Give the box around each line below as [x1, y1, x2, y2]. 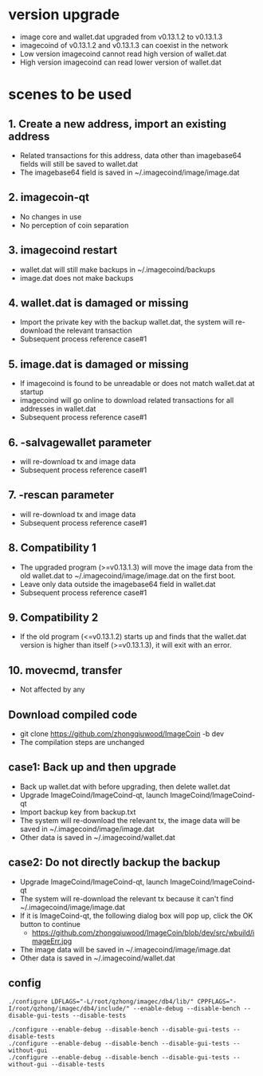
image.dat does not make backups [19, 273, 134, 282]
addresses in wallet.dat [19, 404, 96, 414]
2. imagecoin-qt [8, 191, 90, 204]
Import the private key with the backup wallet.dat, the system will [19, 317, 234, 327]
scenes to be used [8, 85, 132, 104]
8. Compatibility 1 [8, 541, 97, 555]
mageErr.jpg [31, 936, 73, 946]
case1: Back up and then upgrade [8, 760, 177, 774]
